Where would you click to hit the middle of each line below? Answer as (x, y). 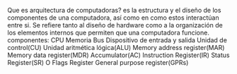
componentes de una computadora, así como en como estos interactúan (113, 18)
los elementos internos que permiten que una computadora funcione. (109, 32)
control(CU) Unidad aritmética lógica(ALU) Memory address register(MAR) (116, 48)
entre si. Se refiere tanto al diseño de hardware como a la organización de (115, 25)
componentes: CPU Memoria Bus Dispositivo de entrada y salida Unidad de (117, 40)
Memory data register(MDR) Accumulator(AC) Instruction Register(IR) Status (118, 55)
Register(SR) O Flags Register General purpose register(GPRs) (98, 62)
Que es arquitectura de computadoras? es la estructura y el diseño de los (114, 10)
